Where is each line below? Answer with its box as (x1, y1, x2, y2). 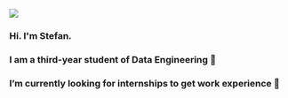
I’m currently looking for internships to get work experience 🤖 (9, 77, 280, 89)
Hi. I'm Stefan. (9, 29, 73, 41)
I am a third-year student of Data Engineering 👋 (9, 53, 216, 65)
